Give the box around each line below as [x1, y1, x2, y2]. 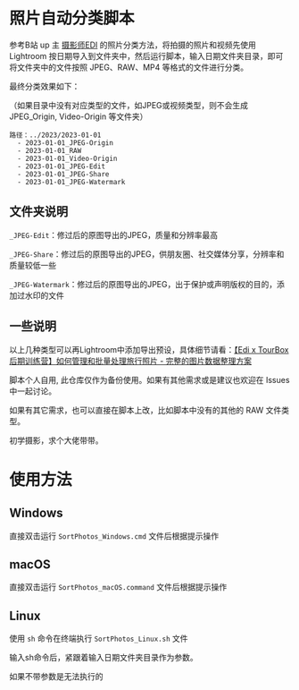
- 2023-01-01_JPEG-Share [17, 169, 110, 179]
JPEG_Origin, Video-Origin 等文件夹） [9, 111, 148, 122]
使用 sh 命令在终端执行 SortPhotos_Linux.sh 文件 [9, 633, 189, 644]
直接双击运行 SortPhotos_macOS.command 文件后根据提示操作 [9, 582, 228, 592]
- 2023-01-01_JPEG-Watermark [17, 177, 126, 186]
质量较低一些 [9, 260, 56, 270]
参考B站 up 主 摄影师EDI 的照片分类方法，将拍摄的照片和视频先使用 [9, 39, 257, 50]
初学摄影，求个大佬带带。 [9, 435, 104, 446]
